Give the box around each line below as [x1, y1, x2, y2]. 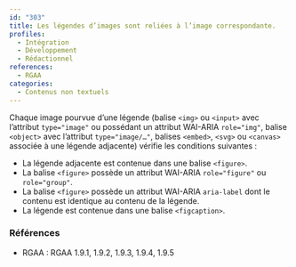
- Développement [17, 46, 77, 55]
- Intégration [17, 37, 69, 47]
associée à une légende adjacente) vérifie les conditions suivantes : [9, 140, 258, 151]
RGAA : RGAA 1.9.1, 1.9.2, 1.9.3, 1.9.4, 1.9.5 [21, 247, 175, 258]
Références [9, 227, 60, 239]
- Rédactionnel [17, 54, 74, 63]
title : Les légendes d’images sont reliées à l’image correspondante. [9, 21, 276, 30]
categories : [9, 79, 53, 88]
